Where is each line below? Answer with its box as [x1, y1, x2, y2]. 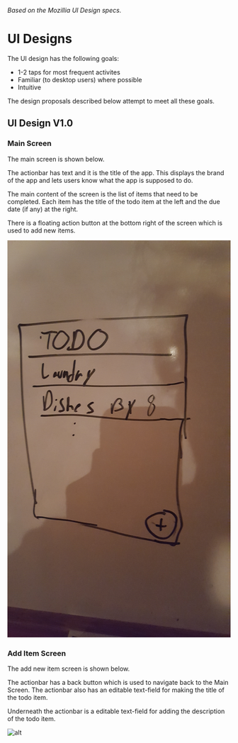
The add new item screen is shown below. [7, 664, 130, 673]
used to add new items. [7, 226, 76, 235]
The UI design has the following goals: [7, 54, 119, 62]
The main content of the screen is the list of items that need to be [7, 189, 198, 198]
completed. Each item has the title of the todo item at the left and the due [7, 197, 221, 206]
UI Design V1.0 [7, 117, 73, 130]
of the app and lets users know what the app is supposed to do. [7, 176, 193, 184]
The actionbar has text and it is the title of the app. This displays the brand [7, 168, 225, 177]
